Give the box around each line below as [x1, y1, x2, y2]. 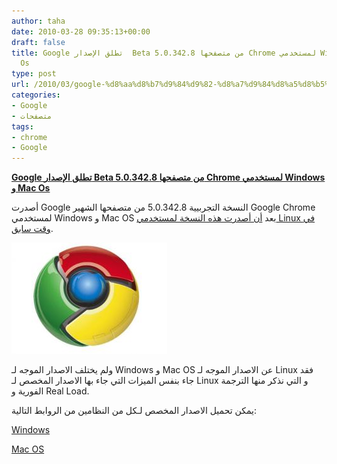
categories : [11, 90, 61, 100]
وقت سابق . [11, 223, 54, 235]
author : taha [11, 16, 66, 26]
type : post [11, 69, 57, 79]
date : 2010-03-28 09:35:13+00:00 [11, 26, 151, 37]
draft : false [11, 37, 66, 47]
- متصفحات [11, 111, 53, 121]
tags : [11, 121, 34, 132]
